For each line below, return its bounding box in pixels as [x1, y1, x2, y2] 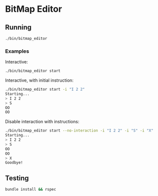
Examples [5, 48, 30, 55]
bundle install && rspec [5, 187, 56, 192]
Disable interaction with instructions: [5, 119, 79, 125]
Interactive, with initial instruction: [5, 77, 74, 83]
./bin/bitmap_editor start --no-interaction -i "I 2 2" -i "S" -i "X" [5, 128, 154, 133]
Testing [5, 174, 29, 182]
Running [5, 23, 32, 32]
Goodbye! [5, 160, 23, 165]
